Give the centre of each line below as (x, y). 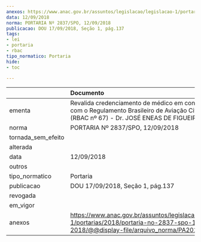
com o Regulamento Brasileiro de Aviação (129, 111)
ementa (20, 111)
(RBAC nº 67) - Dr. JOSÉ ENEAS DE (121, 118)
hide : (13, 62)
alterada (21, 147)
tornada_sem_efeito (37, 137)
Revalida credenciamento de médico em (127, 103)
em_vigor (22, 206)
